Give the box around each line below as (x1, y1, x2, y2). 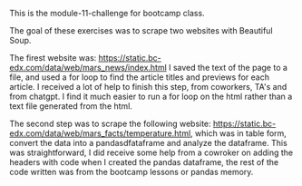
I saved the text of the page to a (169, 63, 288, 73)
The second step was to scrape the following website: (9, 118, 211, 129)
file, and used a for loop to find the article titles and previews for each (9, 72, 270, 83)
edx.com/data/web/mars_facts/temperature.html (9, 128, 191, 139)
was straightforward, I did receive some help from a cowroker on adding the (9, 147, 293, 158)
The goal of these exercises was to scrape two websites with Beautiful (9, 25, 274, 35)
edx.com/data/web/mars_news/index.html (9, 63, 168, 73)
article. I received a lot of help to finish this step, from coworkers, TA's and (9, 82, 287, 92)
